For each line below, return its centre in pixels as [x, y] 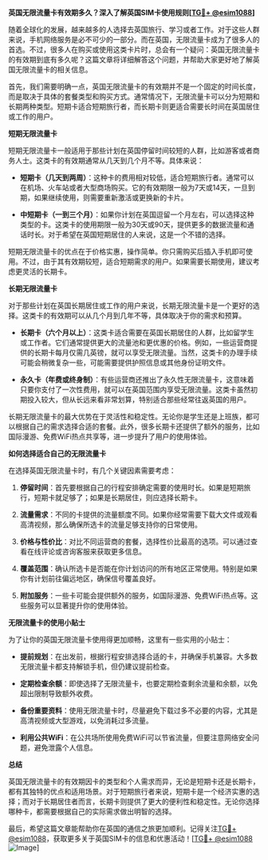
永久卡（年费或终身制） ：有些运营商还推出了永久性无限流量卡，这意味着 [137, 380]
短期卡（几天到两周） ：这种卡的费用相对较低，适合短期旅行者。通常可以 [137, 178]
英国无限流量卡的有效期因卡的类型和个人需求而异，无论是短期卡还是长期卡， [134, 782]
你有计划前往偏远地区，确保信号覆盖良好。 [90, 578]
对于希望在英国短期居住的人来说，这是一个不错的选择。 [138, 234]
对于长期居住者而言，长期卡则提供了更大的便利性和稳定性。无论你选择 [144, 802]
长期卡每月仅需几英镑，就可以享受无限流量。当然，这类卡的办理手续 [146, 352]
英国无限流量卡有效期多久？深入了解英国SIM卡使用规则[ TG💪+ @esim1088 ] [132, 12]
